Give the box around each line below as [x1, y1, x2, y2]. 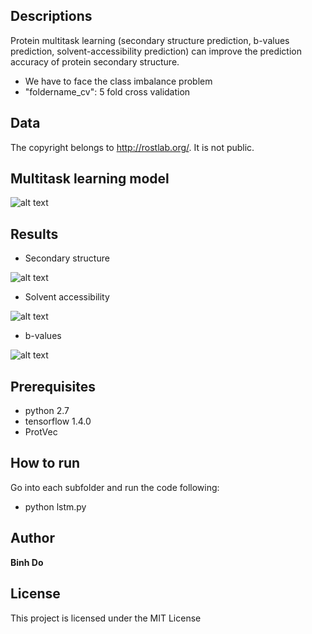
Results [10, 225, 59, 243]
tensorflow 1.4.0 [24, 415, 92, 428]
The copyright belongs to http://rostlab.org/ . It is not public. [10, 141, 255, 153]
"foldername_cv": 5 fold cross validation [24, 85, 191, 98]
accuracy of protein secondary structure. [10, 55, 180, 68]
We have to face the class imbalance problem [24, 75, 213, 87]
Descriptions [10, 8, 93, 25]
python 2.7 [24, 405, 70, 417]
